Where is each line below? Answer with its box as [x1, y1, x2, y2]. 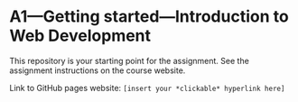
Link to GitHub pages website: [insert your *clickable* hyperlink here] [9, 82, 285, 93]
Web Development [9, 25, 152, 46]
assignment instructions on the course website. [9, 65, 186, 76]
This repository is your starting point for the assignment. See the [9, 55, 250, 66]
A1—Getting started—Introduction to [9, 6, 289, 27]
